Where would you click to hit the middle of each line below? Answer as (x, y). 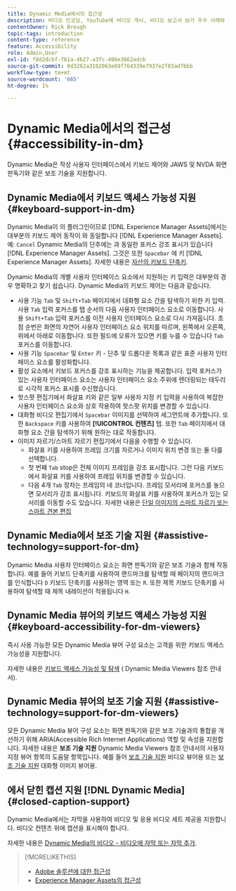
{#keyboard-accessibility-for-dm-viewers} (104, 627)
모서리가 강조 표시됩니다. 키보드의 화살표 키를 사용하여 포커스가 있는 (128, 494)
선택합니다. (43, 458)
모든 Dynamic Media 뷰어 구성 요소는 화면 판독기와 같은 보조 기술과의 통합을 (112, 731)
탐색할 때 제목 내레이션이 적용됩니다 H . (78, 591)
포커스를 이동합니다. (45, 344)
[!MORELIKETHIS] (50, 857)
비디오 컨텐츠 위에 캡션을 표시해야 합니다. (73, 828)
